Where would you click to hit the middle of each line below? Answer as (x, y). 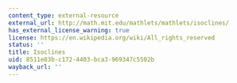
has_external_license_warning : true (69, 30)
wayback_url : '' (35, 67)
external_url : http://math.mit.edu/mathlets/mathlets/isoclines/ (118, 23)
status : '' (26, 45)
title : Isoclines (37, 52)
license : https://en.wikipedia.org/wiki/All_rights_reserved (112, 38)
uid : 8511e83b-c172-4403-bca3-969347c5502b (82, 60)
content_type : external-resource (64, 15)
